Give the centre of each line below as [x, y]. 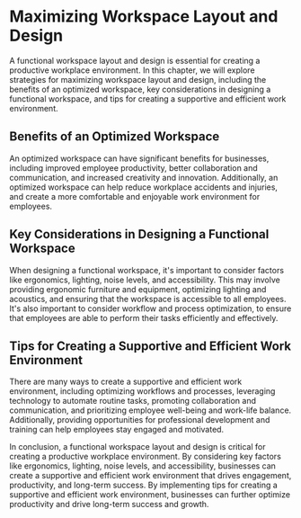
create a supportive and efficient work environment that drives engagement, [150, 476]
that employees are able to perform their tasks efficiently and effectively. [144, 317]
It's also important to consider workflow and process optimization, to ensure [150, 308]
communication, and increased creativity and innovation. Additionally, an [144, 177]
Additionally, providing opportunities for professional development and [140, 420]
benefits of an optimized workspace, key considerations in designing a [140, 89]
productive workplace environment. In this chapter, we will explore [132, 70]
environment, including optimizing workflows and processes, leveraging [142, 391]
